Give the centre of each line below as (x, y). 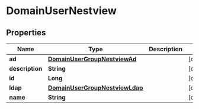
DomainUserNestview (61, 11)
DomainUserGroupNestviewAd (92, 59)
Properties (26, 33)
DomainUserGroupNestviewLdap (95, 88)
